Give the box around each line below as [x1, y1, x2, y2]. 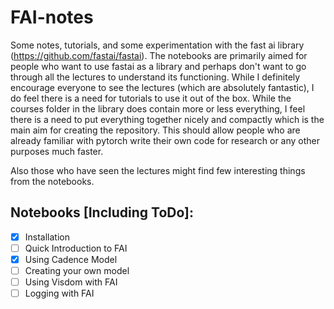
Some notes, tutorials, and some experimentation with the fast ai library [10, 39, 305, 51]
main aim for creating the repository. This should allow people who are [10, 124, 301, 136]
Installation [24, 231, 70, 243]
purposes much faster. [10, 145, 104, 157]
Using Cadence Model [24, 253, 118, 265]
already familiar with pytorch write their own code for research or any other [10, 134, 321, 146]
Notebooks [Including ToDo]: [10, 204, 195, 221]
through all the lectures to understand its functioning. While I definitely [10, 71, 301, 83]
